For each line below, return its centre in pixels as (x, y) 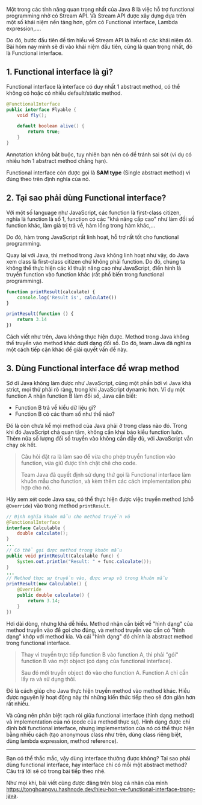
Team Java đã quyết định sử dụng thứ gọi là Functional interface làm (106, 474)
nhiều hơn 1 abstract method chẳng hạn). (57, 161)
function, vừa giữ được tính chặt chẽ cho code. (79, 463)
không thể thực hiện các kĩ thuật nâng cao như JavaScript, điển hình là (94, 268)
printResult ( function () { (40, 314)
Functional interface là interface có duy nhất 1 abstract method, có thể (93, 86)
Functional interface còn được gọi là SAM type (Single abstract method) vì (98, 173)
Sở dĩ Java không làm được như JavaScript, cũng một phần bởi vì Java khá (99, 383)
